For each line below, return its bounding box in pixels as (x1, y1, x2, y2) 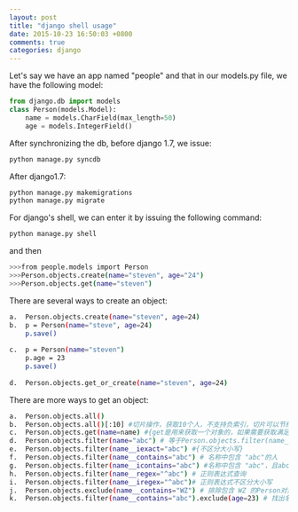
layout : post (9, 12, 58, 22)
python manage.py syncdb (9, 154, 101, 164)
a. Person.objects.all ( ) (9, 412, 105, 421)
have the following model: (9, 80, 104, 91)
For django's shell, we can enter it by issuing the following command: (9, 212, 263, 223)
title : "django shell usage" (9, 21, 117, 30)
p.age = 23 (25, 354, 66, 363)
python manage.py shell (9, 230, 98, 239)
